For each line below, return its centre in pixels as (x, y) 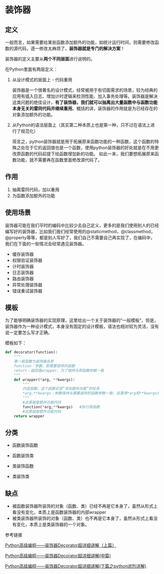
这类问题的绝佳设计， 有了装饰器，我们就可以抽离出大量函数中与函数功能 (85, 102)
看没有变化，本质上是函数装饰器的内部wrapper (59, 512)
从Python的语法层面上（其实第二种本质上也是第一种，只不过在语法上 (81, 125)
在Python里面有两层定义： (31, 69)
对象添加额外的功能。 (33, 115)
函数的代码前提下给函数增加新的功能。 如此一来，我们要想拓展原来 (88, 154)
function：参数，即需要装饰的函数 (44, 366)
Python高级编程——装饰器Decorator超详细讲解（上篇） (61, 545)
